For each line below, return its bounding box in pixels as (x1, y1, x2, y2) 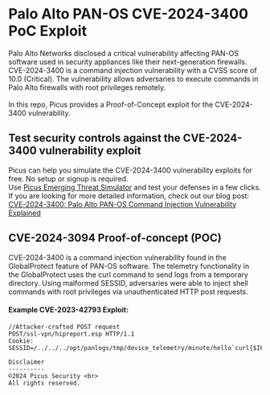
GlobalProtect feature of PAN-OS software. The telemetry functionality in (8, 261, 250, 271)
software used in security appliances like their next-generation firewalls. (8, 57, 247, 67)
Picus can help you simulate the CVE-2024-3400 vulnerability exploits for (8, 165, 253, 175)
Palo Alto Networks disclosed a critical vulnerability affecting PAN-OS (8, 48, 239, 58)
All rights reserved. (8, 379, 81, 387)
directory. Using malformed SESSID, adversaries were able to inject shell (8, 278, 249, 287)
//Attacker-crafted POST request (8, 323, 121, 331)
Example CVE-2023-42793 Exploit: (8, 305, 129, 315)
